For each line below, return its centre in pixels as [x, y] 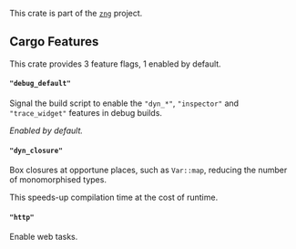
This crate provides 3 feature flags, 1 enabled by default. [115, 64]
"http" [22, 217]
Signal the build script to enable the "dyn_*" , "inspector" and [124, 103]
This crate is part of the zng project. [76, 13]
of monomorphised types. [58, 180]
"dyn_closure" [36, 150]
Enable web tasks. [44, 237]
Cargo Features [54, 41]
